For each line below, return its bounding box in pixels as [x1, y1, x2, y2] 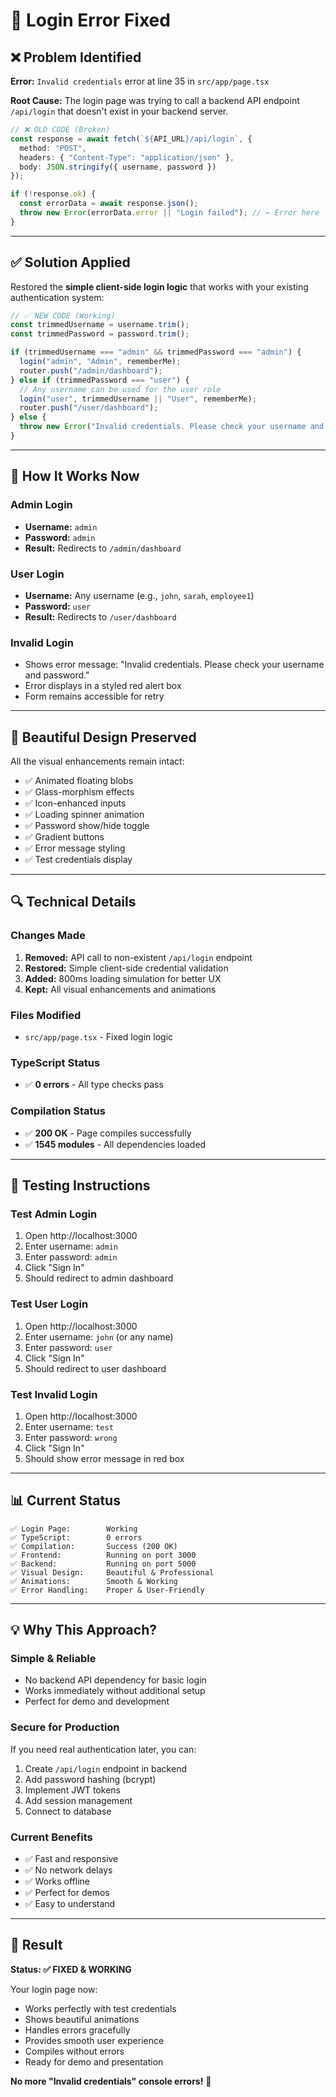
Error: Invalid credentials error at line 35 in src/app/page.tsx [10, 75, 270, 87]
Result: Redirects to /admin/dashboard [24, 542, 182, 554]
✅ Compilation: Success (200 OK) [10, 1541, 178, 1551]
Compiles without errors [24, 2045, 125, 2057]
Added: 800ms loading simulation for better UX [24, 972, 222, 984]
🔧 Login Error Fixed [10, 9, 171, 32]
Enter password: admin [24, 1251, 118, 1263]
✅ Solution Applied [10, 254, 131, 271]
